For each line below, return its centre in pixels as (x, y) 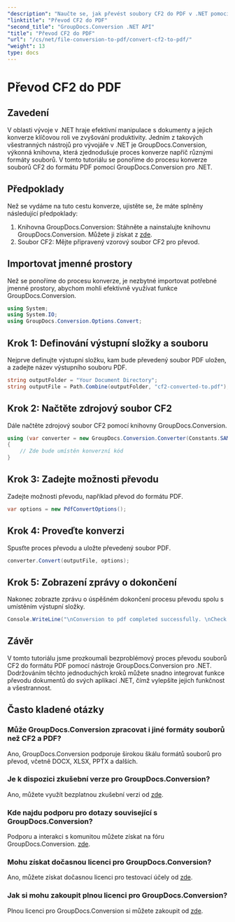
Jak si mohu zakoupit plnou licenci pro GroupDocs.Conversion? (117, 895)
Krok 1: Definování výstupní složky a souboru (108, 343)
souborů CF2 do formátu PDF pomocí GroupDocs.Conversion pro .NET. (110, 167)
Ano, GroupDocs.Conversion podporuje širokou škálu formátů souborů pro (114, 753)
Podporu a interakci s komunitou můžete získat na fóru (86, 837)
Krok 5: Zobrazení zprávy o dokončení (92, 582)
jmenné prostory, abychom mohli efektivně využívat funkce (93, 288)
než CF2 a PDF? (34, 739)
